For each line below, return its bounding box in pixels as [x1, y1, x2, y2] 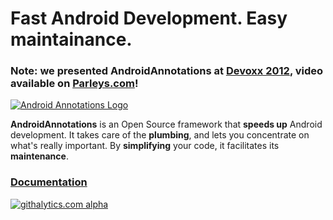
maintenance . [10, 150, 69, 162]
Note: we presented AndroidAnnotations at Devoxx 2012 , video [10, 64, 324, 78]
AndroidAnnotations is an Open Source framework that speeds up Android [10, 118, 323, 131]
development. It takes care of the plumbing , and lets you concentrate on [10, 129, 310, 141]
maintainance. [10, 28, 133, 51]
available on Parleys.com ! [10, 77, 139, 91]
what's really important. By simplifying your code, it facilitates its [10, 140, 280, 152]
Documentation [10, 175, 88, 189]
